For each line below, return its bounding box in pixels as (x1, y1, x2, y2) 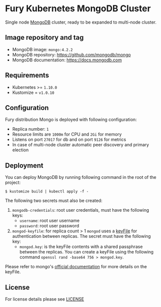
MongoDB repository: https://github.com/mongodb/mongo (12, 52, 131, 57)
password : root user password (19, 223, 80, 229)
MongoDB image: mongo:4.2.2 (12, 46, 73, 52)
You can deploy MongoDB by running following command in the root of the (5, 174, 157, 180)
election (12, 147, 29, 153)
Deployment (5, 161, 44, 169)
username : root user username (19, 218, 80, 223)
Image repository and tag (5, 33, 84, 42)
